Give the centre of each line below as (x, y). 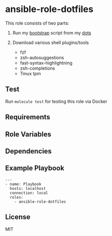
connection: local (29, 193)
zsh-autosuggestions (42, 57)
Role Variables (28, 134)
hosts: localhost (28, 188)
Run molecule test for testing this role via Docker (56, 101)
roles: (17, 197)
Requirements (28, 117)
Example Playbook (35, 168)
